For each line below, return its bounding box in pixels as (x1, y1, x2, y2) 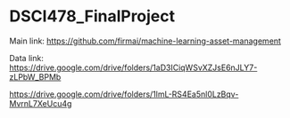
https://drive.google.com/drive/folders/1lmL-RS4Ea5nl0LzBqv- (9, 89, 239, 99)
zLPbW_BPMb (9, 71, 62, 82)
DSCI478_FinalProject (9, 6, 176, 27)
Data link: (9, 52, 45, 63)
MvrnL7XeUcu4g (9, 98, 72, 108)
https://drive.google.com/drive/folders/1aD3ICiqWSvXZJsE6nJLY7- (9, 62, 258, 73)
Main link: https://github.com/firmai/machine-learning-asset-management (9, 35, 281, 46)
